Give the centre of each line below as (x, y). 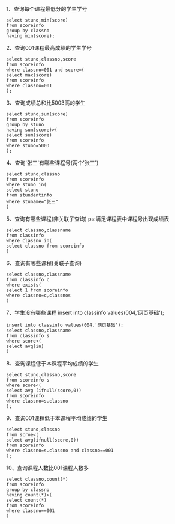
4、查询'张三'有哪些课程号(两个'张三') (52, 163)
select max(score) (29, 75)
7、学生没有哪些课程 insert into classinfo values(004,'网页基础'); (85, 312)
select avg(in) (25, 346)
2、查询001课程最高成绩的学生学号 (49, 48)
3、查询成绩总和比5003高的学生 (46, 103)
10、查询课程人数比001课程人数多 (47, 468)
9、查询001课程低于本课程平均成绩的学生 (57, 418)
